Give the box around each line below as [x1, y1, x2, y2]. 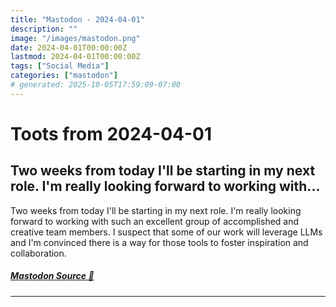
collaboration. [10, 247, 67, 259]
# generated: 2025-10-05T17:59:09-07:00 [10, 80, 182, 90]
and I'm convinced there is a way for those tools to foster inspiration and [10, 236, 309, 248]
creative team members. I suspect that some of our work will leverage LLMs [10, 226, 323, 238]
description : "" [10, 24, 78, 34]
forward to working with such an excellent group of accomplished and [10, 215, 300, 227]
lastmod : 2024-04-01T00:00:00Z [10, 52, 141, 62]
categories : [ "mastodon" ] [10, 71, 118, 81]
